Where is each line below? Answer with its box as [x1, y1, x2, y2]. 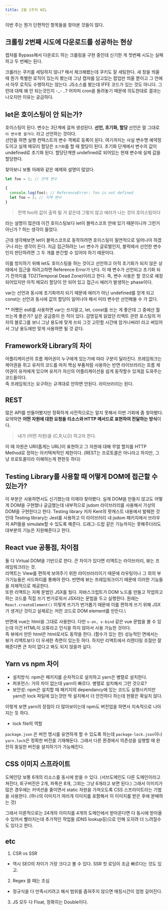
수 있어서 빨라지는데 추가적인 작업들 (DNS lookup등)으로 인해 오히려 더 [5, 816, 144, 822]
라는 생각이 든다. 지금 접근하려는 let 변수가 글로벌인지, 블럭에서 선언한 [14, 243, 152, 249]
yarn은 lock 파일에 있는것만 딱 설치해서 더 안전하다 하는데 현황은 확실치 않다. [12, 693, 163, 699]
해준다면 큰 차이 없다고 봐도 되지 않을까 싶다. [5, 643, 92, 649]
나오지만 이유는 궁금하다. [5, 94, 54, 100]
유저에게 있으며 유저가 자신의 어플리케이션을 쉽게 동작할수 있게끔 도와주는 [18, 368, 162, 374]
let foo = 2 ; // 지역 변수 [10, 195, 62, 200]
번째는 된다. [20, 58, 43, 64]
